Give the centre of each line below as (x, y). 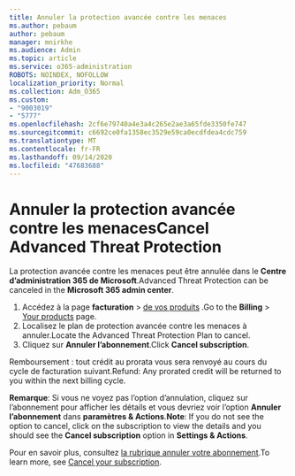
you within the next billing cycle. (68, 380)
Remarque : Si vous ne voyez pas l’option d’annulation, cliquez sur (129, 398)
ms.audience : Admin (45, 50)
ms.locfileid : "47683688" (57, 165)
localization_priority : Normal (67, 83)
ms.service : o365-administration (71, 67)
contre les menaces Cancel (109, 228)
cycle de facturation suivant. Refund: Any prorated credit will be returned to (145, 372)
